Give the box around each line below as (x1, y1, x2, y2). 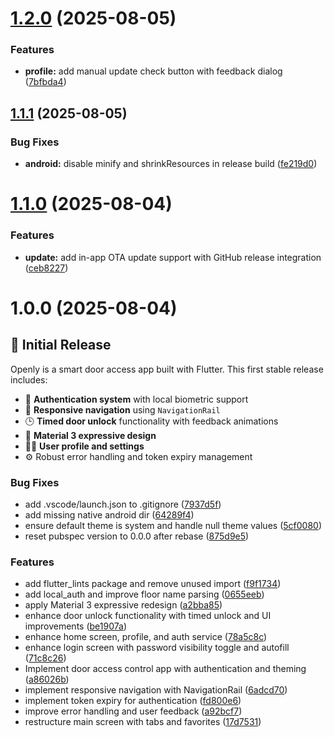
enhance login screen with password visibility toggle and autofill (24, 642, 290, 654)
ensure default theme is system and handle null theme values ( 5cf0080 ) (24, 519, 323, 531)
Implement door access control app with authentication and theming (24, 663, 307, 675)
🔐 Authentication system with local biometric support (24, 393, 249, 405)
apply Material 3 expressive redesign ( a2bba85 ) (24, 599, 223, 611)
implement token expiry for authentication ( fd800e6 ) (24, 695, 242, 707)
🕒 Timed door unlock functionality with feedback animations (24, 415, 279, 427)
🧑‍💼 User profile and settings (24, 440, 145, 452)
